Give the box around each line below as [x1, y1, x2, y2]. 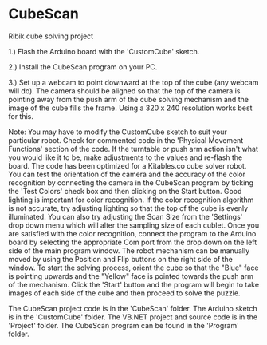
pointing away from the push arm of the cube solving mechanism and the [8, 94, 249, 104]
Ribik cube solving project [8, 31, 94, 41]
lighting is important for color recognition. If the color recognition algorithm [8, 195, 254, 204]
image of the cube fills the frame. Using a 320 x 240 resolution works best [8, 103, 253, 113]
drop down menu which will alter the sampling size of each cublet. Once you [8, 220, 260, 230]
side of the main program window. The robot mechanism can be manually [8, 245, 250, 256]
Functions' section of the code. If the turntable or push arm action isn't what [8, 144, 259, 153]
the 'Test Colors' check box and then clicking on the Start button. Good [8, 186, 242, 196]
